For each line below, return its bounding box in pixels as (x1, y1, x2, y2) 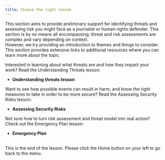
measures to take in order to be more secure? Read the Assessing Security (5, 91, 157, 97)
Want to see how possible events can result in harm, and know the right (5, 86, 150, 92)
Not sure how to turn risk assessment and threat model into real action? (5, 115, 150, 121)
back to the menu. (5, 150, 42, 156)
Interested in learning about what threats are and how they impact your (5, 62, 149, 67)
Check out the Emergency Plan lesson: (5, 121, 84, 127)
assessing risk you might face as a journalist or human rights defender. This (5, 26, 159, 32)
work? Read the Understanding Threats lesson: (5, 67, 101, 73)
